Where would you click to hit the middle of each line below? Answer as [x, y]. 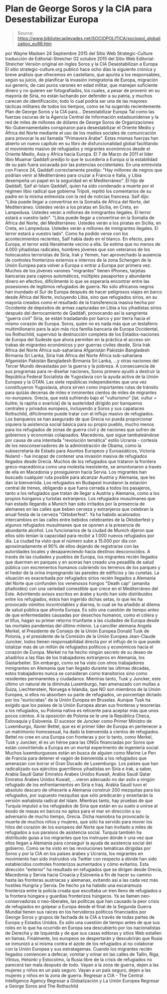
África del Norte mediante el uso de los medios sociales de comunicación [81, 133]
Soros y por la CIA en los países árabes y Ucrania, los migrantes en [74, 853]
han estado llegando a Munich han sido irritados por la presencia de [75, 504]
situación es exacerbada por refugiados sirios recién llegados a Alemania [81, 578]
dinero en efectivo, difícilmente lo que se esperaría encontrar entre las [77, 281]
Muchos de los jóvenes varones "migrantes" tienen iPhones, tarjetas [76, 270]
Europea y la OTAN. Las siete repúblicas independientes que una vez [76, 382]
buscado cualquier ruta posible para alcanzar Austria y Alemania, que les [80, 477]
